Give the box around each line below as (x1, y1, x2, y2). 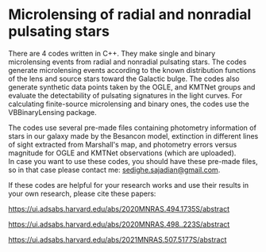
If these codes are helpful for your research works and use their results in (8, 180, 249, 189)
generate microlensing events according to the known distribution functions (8, 65, 256, 74)
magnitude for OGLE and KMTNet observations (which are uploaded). (8, 148, 237, 158)
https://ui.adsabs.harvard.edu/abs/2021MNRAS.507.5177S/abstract (8, 235, 227, 244)
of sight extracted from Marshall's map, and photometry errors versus (8, 139, 237, 149)
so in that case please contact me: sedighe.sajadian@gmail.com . (8, 165, 221, 174)
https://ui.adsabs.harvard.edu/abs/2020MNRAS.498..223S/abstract (8, 220, 230, 229)
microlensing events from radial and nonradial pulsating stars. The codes (8, 57, 247, 67)
